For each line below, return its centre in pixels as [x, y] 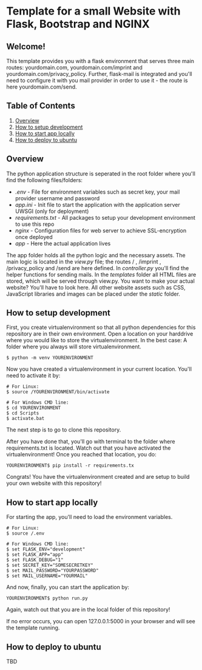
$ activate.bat [25, 419]
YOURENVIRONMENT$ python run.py [47, 598]
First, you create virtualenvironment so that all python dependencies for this [101, 327]
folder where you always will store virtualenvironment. [74, 347]
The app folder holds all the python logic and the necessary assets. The [96, 255]
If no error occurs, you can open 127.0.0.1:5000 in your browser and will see [101, 621]
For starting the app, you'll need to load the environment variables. [89, 517]
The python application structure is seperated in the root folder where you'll [101, 174]
